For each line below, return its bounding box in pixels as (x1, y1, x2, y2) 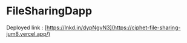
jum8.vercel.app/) (6, 30, 50, 37)
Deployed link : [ (6, 24, 47, 31)
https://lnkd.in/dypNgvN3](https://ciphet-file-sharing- (46, 24, 181, 31)
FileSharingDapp (6, 4, 93, 18)
